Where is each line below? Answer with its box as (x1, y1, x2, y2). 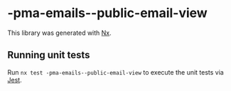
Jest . (7, 75, 23, 84)
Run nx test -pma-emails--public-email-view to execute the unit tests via (7, 68, 224, 76)
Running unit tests (7, 49, 90, 61)
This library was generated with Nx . (7, 28, 112, 37)
